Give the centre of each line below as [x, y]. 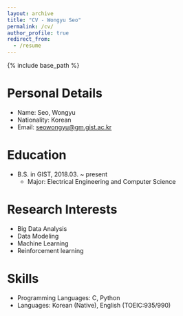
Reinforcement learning [50, 250]
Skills [23, 279]
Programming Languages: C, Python [68, 297]
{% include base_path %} [43, 65]
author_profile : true [38, 33]
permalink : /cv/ [30, 26]
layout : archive [30, 13]
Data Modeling [38, 236]
